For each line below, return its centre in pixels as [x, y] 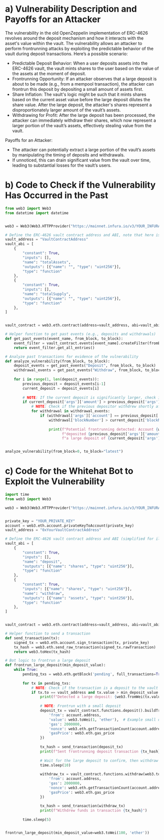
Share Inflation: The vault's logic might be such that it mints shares [79, 94]
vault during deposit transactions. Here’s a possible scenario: [66, 54]
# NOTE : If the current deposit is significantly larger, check [89, 398]
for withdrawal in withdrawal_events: [71, 411]
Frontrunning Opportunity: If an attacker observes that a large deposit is [84, 79]
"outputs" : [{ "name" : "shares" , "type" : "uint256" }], [78, 566]
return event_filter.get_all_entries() [54, 348]
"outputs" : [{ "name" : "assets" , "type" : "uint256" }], [78, 598]
